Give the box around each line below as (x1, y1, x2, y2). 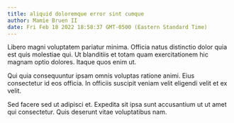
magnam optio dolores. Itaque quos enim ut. (7, 58, 137, 66)
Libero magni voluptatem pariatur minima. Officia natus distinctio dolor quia (7, 43, 228, 52)
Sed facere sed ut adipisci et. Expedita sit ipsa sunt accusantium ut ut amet (7, 100, 227, 109)
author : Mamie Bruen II (7, 17, 78, 24)
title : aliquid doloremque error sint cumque (7, 10, 144, 18)
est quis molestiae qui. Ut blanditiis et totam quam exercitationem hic (7, 50, 209, 59)
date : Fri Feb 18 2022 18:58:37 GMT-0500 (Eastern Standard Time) (7, 23, 208, 30)
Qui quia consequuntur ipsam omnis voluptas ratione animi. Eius (7, 71, 195, 80)
